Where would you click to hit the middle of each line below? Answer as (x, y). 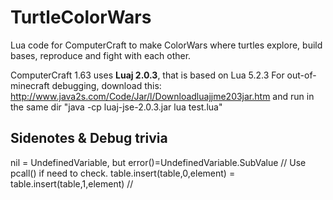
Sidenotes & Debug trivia (89, 138)
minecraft (30, 85)
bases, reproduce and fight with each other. (101, 55)
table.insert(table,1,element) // (72, 183)
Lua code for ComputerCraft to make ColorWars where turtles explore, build (166, 45)
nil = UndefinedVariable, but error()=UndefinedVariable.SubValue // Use (158, 162)
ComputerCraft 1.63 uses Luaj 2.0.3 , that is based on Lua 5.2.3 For (147, 75)
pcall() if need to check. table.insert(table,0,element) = (123, 173)
